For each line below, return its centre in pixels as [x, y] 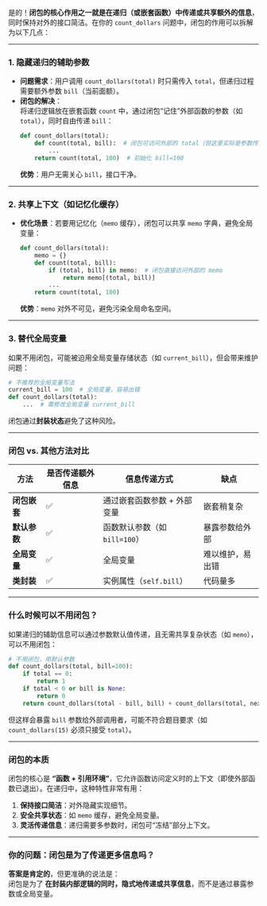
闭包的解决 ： [41, 101]
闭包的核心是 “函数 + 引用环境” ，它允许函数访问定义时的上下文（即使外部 [128, 779]
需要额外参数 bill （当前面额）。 [72, 91]
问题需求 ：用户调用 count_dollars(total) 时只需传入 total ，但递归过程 [137, 81]
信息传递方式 [149, 479]
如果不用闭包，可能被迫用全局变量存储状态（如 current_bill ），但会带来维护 [133, 358]
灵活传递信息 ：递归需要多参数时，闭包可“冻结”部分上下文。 [117, 825]
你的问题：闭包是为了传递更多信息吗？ [81, 855]
